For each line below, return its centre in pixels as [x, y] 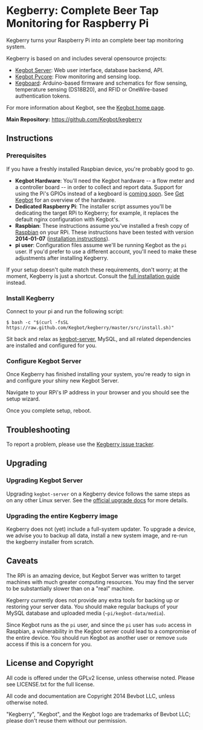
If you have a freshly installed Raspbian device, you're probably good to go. [100, 169]
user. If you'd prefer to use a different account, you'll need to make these [106, 251]
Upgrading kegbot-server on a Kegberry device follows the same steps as [98, 494]
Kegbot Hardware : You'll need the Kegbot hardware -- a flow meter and [105, 181]
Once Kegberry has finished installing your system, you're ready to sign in [98, 374]
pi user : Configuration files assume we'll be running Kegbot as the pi [101, 245]
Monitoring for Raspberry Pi [78, 23]
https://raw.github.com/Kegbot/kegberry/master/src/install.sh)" [90, 328]
